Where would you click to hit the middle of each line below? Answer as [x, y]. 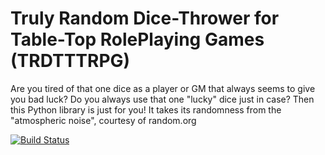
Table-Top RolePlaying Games [137, 39]
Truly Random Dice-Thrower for [145, 18]
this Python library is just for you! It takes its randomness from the [146, 109]
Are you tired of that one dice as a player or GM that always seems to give [163, 88]
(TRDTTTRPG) [70, 61]
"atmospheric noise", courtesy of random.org [103, 120]
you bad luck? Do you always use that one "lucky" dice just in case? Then [162, 99]
